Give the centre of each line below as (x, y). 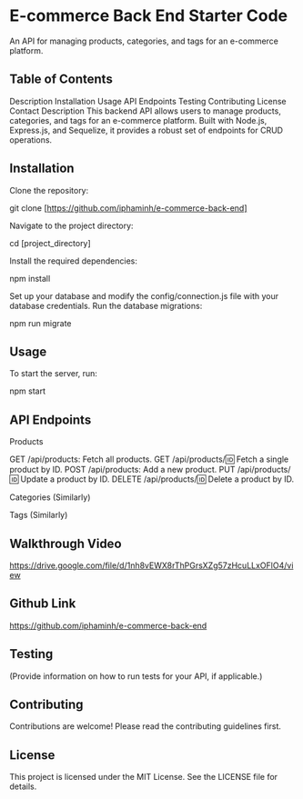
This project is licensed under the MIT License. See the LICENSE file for (144, 777)
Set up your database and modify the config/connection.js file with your (144, 295)
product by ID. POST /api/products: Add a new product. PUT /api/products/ (150, 470)
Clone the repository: (49, 190)
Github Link (43, 604)
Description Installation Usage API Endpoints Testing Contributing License (148, 101)
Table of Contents (61, 80)
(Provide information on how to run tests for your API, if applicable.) (136, 676)
